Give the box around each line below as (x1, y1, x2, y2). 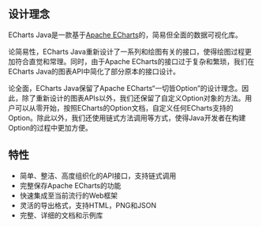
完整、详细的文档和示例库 (19, 210, 103, 220)
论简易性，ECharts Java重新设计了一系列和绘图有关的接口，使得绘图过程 (8, 47, 245, 56)
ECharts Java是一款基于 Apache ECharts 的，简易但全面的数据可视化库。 (8, 30, 243, 40)
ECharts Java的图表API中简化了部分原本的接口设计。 (8, 66, 180, 76)
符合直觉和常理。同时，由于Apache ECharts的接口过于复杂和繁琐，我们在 (14, 56, 255, 66)
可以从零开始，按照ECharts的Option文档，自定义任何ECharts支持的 (14, 103, 234, 112)
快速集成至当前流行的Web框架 (19, 191, 118, 200)
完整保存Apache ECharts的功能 (19, 180, 122, 190)
